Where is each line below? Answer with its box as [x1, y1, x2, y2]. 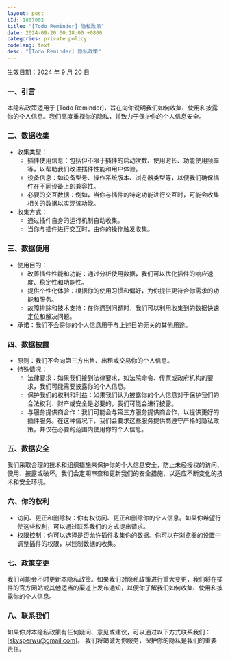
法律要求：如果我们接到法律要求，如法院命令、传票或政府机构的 [27, 374, 207, 382]
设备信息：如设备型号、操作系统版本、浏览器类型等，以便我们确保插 [27, 173, 220, 182]
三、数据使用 [7, 244, 50, 254]
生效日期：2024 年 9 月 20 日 [7, 68, 90, 76]
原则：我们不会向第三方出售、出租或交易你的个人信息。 [16, 357, 173, 365]
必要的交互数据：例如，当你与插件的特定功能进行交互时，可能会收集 [27, 191, 220, 199]
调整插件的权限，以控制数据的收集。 [16, 539, 120, 547]
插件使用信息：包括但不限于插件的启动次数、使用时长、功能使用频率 [27, 156, 220, 165]
